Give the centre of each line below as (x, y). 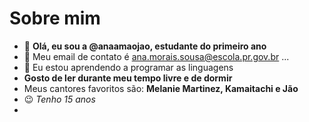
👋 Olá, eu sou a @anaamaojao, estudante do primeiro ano (145, 46)
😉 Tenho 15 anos (59, 99)
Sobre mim (55, 18)
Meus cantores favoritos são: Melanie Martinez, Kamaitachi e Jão (161, 88)
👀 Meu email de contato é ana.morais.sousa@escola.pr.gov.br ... (156, 56)
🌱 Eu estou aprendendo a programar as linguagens (128, 67)
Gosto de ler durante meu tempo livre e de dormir (128, 78)
